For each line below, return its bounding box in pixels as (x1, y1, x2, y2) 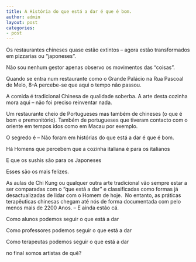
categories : (6, 25, 35, 31)
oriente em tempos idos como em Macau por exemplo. (6, 123, 138, 130)
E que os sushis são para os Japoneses (6, 157, 102, 164)
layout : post (6, 19, 38, 25)
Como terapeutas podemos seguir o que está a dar (6, 238, 129, 246)
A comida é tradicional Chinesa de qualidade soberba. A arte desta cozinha (6, 93, 188, 100)
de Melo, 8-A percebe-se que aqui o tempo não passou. (6, 81, 142, 88)
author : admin (6, 14, 41, 20)
